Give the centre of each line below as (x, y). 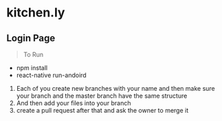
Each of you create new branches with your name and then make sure (116, 88)
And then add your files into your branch (74, 103)
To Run (33, 54)
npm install (32, 68)
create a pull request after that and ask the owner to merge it (102, 110)
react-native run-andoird (51, 75)
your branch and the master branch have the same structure (102, 96)
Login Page (31, 38)
